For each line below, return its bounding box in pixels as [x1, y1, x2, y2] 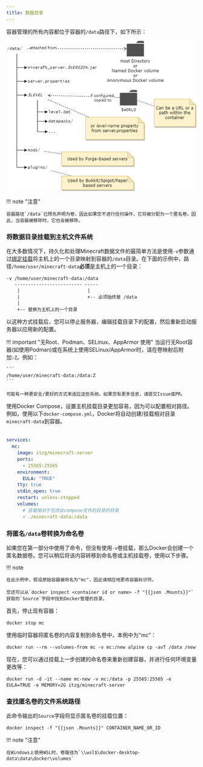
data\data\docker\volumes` [6, 755, 74, 762]
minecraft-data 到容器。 [6, 418, 66, 425]
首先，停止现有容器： [6, 607, 59, 615]
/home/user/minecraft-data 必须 [11, 263, 90, 270]
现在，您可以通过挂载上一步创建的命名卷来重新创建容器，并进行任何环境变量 [6, 655, 197, 663]
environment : [17, 469, 50, 475]
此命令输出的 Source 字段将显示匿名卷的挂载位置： [6, 712, 129, 720]
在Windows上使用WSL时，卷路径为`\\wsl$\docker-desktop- [6, 749, 141, 756]
